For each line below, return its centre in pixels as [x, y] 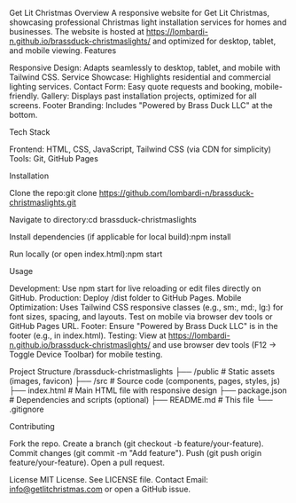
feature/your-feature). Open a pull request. [87, 462]
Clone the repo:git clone [53, 193]
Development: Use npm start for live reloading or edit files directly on [135, 288]
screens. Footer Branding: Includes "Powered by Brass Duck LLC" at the [141, 105]
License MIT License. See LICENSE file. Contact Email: [109, 479]
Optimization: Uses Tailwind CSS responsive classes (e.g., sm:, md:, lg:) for [146, 307]
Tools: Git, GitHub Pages [54, 158]
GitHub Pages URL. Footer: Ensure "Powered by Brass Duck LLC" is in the [144, 326]
